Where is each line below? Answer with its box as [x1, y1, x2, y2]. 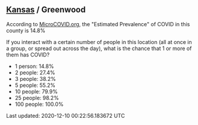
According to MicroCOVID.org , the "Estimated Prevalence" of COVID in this [6, 20, 190, 27]
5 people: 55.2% [14, 82, 55, 89]
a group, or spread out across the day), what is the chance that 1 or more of [6, 45, 192, 52]
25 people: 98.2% [14, 94, 60, 101]
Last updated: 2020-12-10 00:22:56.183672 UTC [6, 112, 125, 119]
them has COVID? [6, 51, 49, 58]
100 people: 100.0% [14, 101, 64, 108]
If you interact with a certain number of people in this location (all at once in [6, 38, 192, 45]
